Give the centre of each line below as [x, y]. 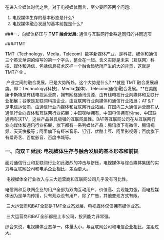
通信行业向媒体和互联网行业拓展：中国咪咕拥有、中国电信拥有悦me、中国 [79, 113]
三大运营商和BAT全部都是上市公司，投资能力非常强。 [60, 217]
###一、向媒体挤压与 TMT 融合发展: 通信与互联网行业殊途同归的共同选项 [79, 34]
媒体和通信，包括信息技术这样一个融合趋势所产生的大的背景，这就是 [82, 66]
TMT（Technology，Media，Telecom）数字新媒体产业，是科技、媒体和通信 [81, 54]
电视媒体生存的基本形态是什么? [43, 18]
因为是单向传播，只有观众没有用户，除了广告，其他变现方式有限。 [75, 196]
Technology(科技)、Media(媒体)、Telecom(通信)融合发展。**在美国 [90, 89]
